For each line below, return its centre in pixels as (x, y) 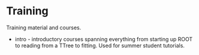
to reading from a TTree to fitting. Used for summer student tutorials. (99, 45)
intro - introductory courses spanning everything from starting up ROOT (104, 39)
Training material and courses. (44, 27)
